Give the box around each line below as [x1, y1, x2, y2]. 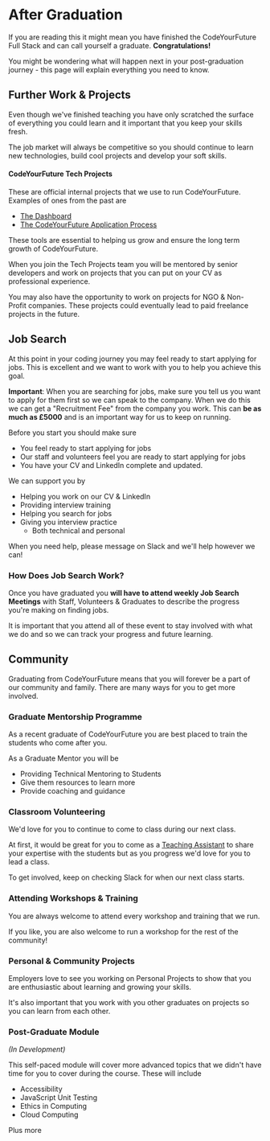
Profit [8, 300, 27, 310]
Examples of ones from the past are [8, 195, 127, 205]
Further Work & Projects [8, 88, 131, 102]
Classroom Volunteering [8, 806, 106, 818]
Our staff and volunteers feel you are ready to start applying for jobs [19, 452, 247, 462]
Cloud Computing [19, 1110, 79, 1119]
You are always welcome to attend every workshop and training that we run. [8, 911, 260, 921]
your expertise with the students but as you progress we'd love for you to [8, 848, 251, 858]
